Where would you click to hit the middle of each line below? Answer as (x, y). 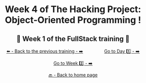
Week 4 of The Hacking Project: (73, 9)
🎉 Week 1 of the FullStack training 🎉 (73, 39)
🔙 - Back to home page (73, 75)
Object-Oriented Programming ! (73, 20)
